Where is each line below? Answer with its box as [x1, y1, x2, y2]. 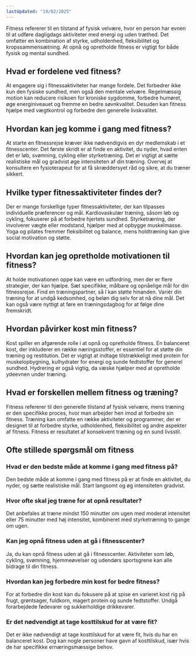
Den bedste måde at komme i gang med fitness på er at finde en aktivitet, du [6, 476, 191, 483]
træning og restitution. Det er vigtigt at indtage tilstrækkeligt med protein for [6, 352, 189, 359]
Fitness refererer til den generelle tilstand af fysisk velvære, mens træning [6, 403, 184, 410]
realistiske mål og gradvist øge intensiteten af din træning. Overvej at [6, 158, 173, 165]
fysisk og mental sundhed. [6, 49, 70, 56]
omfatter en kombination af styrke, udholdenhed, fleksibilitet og [6, 37, 159, 44]
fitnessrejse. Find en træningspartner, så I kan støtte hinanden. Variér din [6, 288, 182, 295]
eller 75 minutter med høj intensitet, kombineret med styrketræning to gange [6, 516, 190, 523]
